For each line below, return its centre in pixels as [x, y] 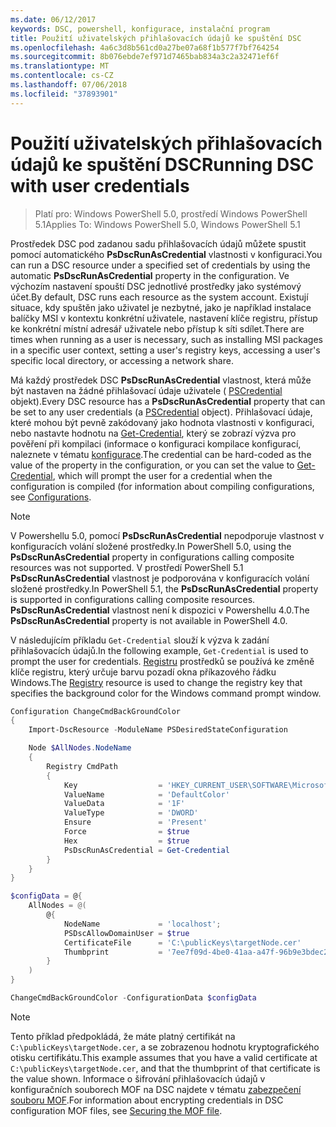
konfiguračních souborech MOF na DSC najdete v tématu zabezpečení [156, 1089]
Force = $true [126, 832]
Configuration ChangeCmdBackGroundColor [96, 711]
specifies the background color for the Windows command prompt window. [166, 693]
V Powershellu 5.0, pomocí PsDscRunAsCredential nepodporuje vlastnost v [167, 535]
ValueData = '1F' [124, 804]
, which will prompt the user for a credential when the [162, 475]
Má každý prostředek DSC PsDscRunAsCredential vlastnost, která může [161, 380]
